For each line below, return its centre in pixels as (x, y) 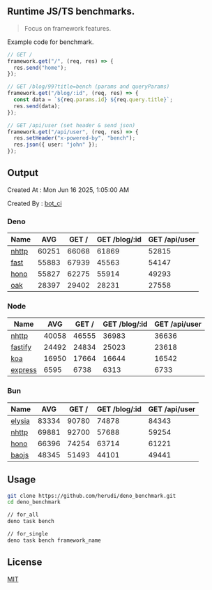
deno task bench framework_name (54, 540)
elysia (20, 420)
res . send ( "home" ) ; (40, 68)
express (24, 370)
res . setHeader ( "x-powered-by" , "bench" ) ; (75, 138)
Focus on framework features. (68, 28)
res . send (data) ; (37, 106)
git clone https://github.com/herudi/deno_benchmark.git (92, 496)
